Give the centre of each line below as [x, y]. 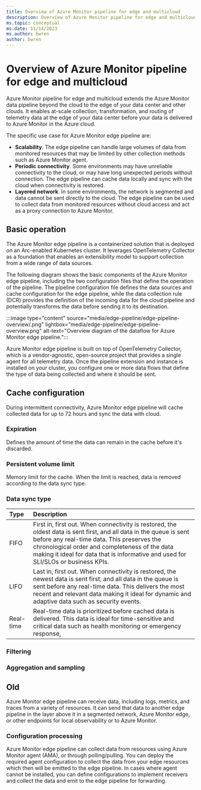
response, [47, 634]
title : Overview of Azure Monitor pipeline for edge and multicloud [93, 12]
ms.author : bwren [28, 34]
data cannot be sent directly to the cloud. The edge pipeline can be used [104, 197]
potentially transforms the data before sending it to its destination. [88, 306]
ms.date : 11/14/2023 [32, 28]
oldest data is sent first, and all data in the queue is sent [111, 532]
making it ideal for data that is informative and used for [109, 554]
